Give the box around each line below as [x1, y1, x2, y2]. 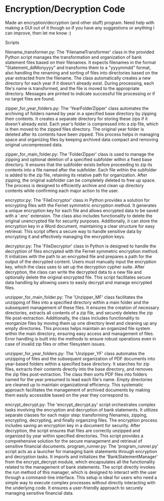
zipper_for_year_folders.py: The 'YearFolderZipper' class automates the [5, 105, 149, 111]
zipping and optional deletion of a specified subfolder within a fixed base [5, 156, 152, 162]
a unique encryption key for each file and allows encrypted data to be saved [5, 207, 159, 214]
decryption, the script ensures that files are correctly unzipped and [5, 428, 141, 433]
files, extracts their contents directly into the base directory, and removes [5, 366, 153, 372]
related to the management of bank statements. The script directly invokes [5, 464, 156, 470]
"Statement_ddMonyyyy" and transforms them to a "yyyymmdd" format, [5, 65, 151, 71]
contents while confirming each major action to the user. [5, 188, 119, 193]
